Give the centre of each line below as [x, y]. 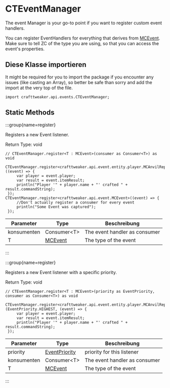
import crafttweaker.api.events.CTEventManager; [57, 97]
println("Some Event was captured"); [56, 207]
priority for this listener [112, 352]
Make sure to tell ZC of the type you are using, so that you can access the [82, 43]
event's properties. [25, 49]
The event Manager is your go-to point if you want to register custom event [84, 23]
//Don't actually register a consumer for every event [76, 202]
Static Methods [30, 113]
